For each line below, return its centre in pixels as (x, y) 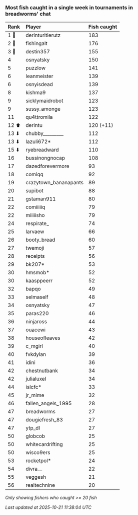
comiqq (34, 174)
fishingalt (36, 43)
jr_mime (35, 395)
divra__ (34, 469)
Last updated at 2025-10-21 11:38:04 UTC (48, 507)
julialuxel (36, 379)
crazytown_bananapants (55, 183)
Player (33, 27)
